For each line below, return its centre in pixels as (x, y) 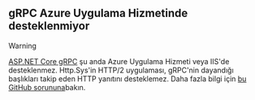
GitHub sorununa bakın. (47, 87)
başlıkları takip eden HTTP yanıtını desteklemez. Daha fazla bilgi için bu (127, 78)
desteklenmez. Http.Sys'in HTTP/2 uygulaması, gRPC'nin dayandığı (121, 70)
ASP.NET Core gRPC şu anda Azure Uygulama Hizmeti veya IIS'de (119, 61)
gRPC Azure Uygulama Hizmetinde (98, 13)
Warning (22, 46)
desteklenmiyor (49, 26)
